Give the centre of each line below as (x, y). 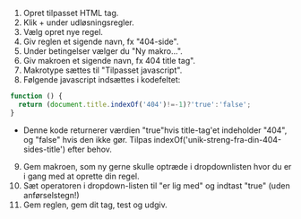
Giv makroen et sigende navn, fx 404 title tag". (109, 61)
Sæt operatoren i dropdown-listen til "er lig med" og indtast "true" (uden (156, 185)
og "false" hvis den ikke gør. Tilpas (87, 139)
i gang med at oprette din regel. (81, 176)
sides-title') (44, 149)
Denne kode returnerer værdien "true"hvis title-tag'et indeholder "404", (155, 130)
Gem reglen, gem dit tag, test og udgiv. (95, 205)
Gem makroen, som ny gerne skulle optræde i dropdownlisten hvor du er (157, 166)
